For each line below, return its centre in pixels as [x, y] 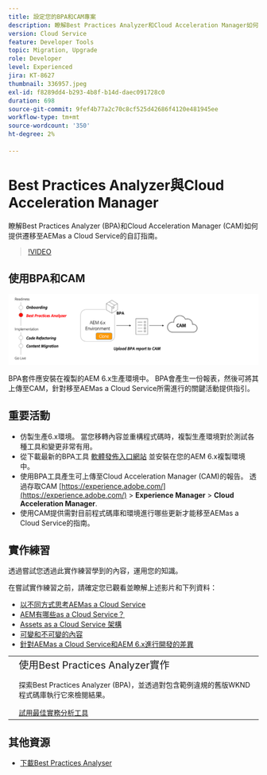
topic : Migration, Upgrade [53, 50]
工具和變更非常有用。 [62, 446]
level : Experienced [41, 68]
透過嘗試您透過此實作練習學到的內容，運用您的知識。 [95, 571]
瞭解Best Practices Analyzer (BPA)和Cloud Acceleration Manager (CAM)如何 [133, 226]
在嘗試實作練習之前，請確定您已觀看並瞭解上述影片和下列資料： [112, 587]
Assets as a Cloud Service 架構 [70, 625]
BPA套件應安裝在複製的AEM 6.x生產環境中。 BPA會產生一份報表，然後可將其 [133, 378]
